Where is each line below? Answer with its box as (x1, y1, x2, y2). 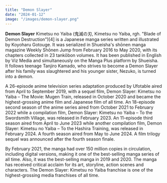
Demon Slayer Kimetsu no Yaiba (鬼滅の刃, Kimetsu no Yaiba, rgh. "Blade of (5, 31, 161, 37)
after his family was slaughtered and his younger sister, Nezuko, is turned (5, 68, 156, 74)
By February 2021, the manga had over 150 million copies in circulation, (5, 146, 152, 152)
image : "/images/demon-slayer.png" (5, 16, 79, 21)
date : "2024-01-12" (5, 12, 46, 17)
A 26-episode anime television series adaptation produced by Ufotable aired (5, 83, 162, 89)
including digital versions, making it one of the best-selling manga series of (5, 151, 160, 157)
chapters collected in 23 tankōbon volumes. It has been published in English (5, 52, 162, 58)
